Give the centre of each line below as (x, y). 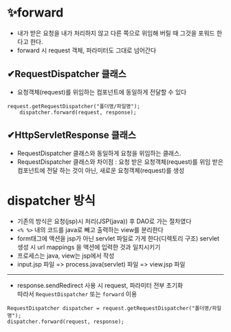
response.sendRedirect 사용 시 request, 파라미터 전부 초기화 (100, 285)
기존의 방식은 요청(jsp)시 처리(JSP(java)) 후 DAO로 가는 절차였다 (104, 221)
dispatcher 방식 (52, 200)
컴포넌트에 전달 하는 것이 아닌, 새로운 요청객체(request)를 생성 (101, 170)
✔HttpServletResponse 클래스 (71, 135)
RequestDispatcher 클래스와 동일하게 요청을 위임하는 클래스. (99, 153)
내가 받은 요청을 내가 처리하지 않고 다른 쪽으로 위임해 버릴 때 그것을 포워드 (116, 33)
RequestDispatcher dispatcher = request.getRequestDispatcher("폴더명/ (110, 308)
